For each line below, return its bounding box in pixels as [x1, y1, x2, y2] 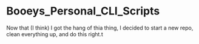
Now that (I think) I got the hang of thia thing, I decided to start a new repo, [6, 24, 194, 31]
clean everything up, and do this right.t [6, 30, 103, 37]
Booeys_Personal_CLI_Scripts [6, 4, 160, 18]
